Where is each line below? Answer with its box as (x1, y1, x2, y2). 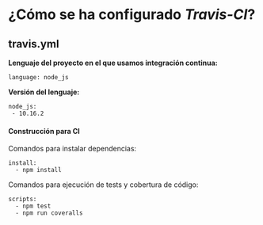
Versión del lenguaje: (8, 87, 80, 97)
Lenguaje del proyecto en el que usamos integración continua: (8, 58, 218, 67)
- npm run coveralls (15, 209, 83, 217)
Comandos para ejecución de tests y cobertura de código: (8, 180, 199, 189)
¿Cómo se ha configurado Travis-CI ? (8, 6, 256, 24)
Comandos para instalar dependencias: (8, 144, 137, 154)
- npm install (15, 166, 62, 174)
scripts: (8, 196, 37, 204)
